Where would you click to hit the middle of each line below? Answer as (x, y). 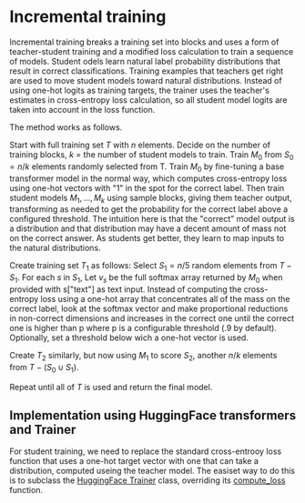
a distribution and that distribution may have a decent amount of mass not (148, 228)
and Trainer (43, 429)
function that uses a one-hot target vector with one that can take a (134, 461)
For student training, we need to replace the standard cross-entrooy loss (146, 451)
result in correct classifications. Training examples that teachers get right (147, 71)
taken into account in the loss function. (82, 109)
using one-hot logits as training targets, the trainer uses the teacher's (140, 90)
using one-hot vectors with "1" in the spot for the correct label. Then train (147, 187)
